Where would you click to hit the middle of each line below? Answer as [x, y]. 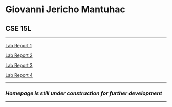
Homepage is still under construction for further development [84, 93]
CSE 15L [18, 28]
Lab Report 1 [18, 45]
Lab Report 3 [19, 65]
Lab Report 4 [19, 75]
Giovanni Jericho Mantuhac [65, 9]
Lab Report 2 [19, 55]
